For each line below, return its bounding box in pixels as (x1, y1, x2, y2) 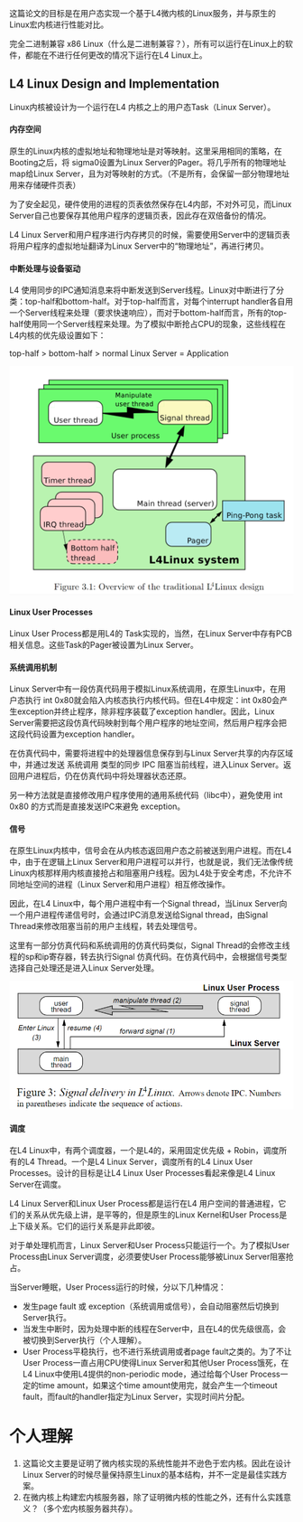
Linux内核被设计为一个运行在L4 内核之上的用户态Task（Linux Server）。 (9, 101, 276, 112)
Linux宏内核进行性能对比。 (9, 19, 109, 30)
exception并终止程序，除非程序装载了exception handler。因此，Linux (16, 706, 275, 717)
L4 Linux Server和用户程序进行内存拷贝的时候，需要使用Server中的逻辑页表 (9, 230, 290, 240)
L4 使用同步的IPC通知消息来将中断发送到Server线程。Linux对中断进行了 (9, 285, 277, 296)
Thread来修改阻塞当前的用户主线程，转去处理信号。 (9, 921, 203, 932)
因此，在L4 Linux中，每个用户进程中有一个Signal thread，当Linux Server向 (9, 898, 288, 909)
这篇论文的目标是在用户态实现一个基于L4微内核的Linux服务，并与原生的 (9, 8, 277, 18)
